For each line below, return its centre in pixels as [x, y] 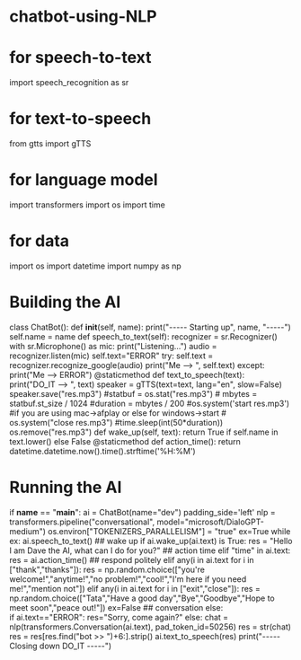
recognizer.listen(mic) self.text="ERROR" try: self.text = [111, 356]
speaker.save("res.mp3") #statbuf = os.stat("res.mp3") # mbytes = [133, 393]
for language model [84, 180]
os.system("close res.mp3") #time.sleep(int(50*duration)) [116, 422]
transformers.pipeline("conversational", [82, 522]
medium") [28, 531]
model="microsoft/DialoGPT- [211, 522]
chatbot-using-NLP [83, 17]
